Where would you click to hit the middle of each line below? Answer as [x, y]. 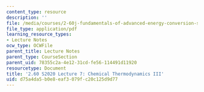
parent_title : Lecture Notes [43, 51]
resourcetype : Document [36, 68]
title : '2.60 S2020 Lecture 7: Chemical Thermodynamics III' [85, 74]
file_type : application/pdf [42, 29]
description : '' [27, 18]
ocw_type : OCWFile [29, 46]
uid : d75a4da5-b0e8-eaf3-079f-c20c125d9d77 [62, 79]
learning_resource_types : [39, 34]
